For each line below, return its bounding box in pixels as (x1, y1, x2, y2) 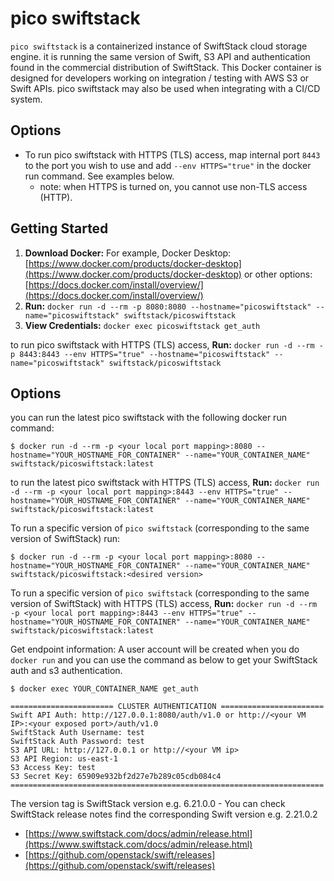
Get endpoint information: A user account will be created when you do (10, 643, 300, 656)
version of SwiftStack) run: (10, 533, 121, 545)
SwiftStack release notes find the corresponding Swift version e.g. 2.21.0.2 (10, 808, 318, 821)
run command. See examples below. (24, 170, 175, 182)
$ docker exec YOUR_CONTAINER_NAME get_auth (10, 684, 199, 694)
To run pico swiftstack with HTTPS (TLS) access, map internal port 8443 (24, 148, 321, 161)
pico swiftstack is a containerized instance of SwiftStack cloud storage (10, 40, 308, 52)
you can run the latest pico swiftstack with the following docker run (10, 412, 287, 424)
